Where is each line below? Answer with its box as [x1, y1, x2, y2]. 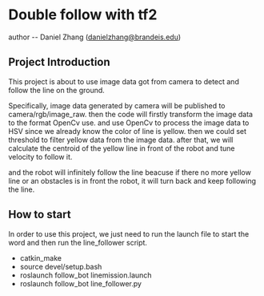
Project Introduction [8, 55, 110, 69]
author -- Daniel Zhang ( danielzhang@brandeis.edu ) [8, 32, 182, 42]
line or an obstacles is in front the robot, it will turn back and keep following [8, 176, 257, 185]
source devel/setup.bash [19, 262, 102, 271]
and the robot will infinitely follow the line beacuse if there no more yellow [8, 167, 252, 177]
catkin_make [19, 253, 62, 262]
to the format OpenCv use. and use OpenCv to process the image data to [8, 118, 250, 128]
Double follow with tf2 [8, 6, 158, 24]
